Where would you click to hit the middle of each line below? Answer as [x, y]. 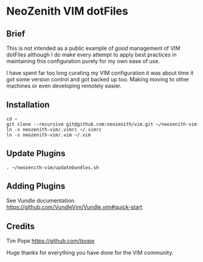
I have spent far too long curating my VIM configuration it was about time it [100, 73]
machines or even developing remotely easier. [64, 86]
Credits [21, 226]
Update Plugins [36, 153]
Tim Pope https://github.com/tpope [50, 241]
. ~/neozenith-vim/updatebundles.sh [53, 167]
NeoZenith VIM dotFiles [67, 11]
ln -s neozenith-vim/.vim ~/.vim [49, 135]
